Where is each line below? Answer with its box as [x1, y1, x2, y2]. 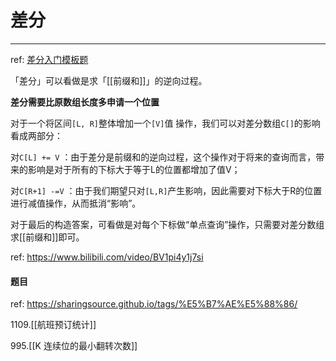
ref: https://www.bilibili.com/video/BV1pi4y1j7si [10, 251, 204, 263]
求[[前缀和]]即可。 [10, 231, 85, 243]
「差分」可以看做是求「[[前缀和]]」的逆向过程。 [10, 74, 208, 86]
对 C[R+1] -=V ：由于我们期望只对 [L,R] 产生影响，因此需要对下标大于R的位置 [10, 184, 323, 196]
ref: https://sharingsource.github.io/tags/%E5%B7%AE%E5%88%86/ [10, 298, 298, 310]
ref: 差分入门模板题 [10, 53, 89, 65]
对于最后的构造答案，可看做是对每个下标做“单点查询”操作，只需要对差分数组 [10, 218, 325, 230]
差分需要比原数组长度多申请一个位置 [10, 96, 160, 108]
